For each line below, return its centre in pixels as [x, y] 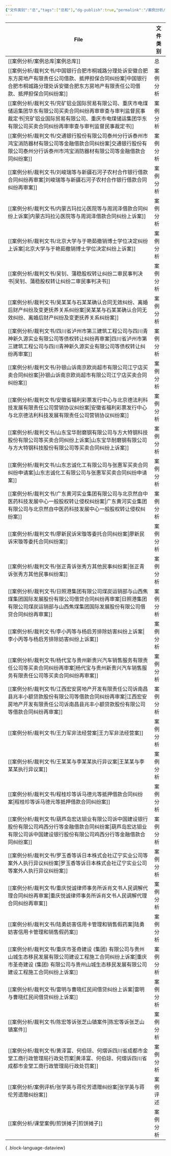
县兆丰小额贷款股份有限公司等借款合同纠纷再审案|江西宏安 [78, 696]
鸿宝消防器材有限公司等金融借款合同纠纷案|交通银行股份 [75, 143]
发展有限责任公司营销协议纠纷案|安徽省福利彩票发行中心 [80, 407]
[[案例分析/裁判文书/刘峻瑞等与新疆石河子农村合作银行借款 [78, 172]
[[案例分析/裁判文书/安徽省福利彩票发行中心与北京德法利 [76, 400]
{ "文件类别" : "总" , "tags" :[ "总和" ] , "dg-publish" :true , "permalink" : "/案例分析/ [85, 10]
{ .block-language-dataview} [35, 1148]
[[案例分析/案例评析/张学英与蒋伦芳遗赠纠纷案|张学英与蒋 [76, 1087]
